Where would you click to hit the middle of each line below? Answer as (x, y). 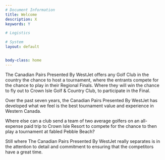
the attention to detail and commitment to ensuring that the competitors (79, 146)
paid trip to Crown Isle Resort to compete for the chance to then (91, 126)
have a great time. (24, 152)
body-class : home (23, 60)
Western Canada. (23, 111)
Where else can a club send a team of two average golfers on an (72, 121)
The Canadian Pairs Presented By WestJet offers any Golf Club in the (77, 74)
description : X (21, 19)
